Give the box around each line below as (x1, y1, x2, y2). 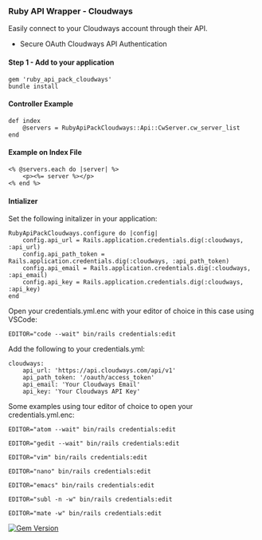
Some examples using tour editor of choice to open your (8, 402, 194, 411)
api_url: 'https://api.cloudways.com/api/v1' (22, 367, 177, 375)
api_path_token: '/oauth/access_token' (22, 374, 155, 382)
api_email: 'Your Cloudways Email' (22, 381, 141, 389)
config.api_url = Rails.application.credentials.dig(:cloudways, (22, 236, 244, 244)
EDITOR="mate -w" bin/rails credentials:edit (8, 510, 162, 518)
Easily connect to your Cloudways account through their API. (8, 24, 209, 34)
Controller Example (8, 99, 74, 109)
